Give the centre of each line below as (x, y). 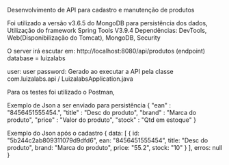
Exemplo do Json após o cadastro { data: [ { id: (73, 133)
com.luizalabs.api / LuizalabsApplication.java (70, 79)
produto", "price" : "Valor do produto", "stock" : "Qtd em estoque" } (102, 120)
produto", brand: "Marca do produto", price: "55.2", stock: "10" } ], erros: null (115, 148)
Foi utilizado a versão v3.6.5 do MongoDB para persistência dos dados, (107, 23)
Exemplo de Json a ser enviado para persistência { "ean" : (89, 105)
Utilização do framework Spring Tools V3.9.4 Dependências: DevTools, (107, 30)
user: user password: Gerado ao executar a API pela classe (91, 72)
